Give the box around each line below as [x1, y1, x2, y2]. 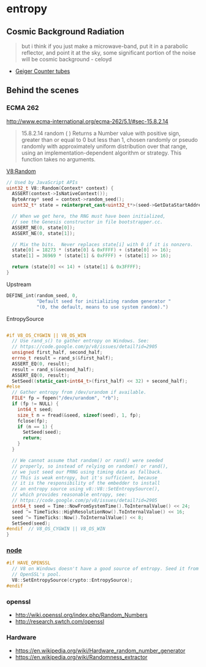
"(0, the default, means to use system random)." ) [36, 304, 169, 310]
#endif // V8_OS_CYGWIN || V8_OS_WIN [6, 526, 105, 532]
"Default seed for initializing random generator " [36, 298, 172, 304]
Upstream [6, 280, 32, 288]
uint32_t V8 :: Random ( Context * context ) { [6, 185, 114, 191]
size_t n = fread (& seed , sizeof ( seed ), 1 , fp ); [17, 412, 141, 418]
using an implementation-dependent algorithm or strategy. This [21, 149, 182, 156]
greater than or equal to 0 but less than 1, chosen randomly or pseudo [21, 136, 198, 143]
